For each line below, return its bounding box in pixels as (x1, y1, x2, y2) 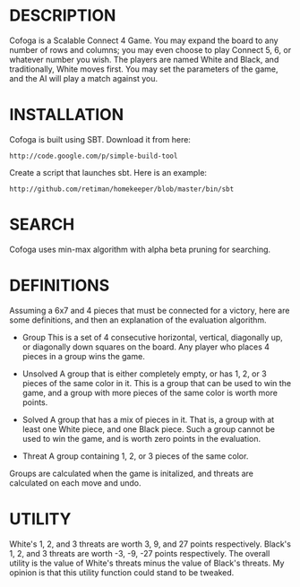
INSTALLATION (9, 105, 124, 125)
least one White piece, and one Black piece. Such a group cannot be (21, 423, 276, 435)
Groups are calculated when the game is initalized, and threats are (9, 468, 253, 479)
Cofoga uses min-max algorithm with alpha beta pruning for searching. (9, 244, 271, 255)
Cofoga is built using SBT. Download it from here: (9, 134, 191, 144)
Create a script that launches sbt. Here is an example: (9, 167, 208, 177)
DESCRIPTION (9, 5, 116, 26)
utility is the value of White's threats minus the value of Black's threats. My (9, 557, 285, 568)
